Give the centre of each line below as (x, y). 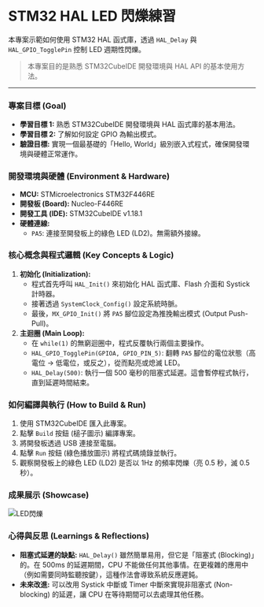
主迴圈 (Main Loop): (52, 333)
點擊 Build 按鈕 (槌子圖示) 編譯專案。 (79, 434)
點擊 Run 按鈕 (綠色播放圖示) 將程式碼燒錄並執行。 (100, 453)
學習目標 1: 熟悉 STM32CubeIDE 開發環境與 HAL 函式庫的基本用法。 (129, 125)
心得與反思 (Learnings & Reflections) (79, 536)
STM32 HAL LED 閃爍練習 (92, 16)
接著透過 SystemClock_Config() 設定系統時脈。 (106, 303)
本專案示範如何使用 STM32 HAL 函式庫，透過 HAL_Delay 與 (103, 39)
